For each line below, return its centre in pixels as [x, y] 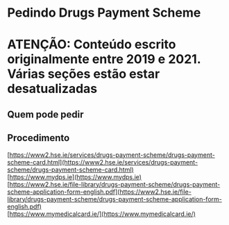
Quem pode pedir [46, 114]
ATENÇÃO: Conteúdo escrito [92, 45]
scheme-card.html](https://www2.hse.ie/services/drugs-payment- [103, 162]
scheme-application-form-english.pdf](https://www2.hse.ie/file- [100, 192]
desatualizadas [52, 89]
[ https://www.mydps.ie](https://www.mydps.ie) [75, 177]
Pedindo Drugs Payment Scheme [104, 13]
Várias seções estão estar [84, 74]
